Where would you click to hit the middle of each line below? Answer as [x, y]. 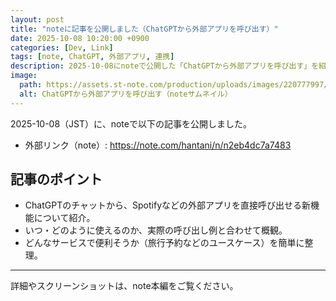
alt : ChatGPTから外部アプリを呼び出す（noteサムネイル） [126, 94]
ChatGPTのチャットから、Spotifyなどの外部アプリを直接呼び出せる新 [167, 205]
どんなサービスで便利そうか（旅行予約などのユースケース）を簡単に [164, 243]
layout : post [37, 19]
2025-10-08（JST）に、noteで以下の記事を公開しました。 [131, 123]
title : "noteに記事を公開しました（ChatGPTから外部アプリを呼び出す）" [144, 29]
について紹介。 [64, 218]
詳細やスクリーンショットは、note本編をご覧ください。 [124, 286]
